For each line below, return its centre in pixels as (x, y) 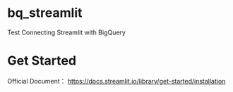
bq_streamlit (45, 13)
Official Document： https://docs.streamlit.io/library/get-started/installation (116, 81)
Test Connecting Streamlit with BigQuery (66, 32)
